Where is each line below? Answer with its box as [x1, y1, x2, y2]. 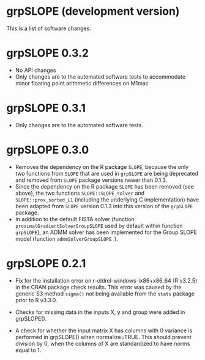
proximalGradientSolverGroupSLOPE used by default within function [15, 222, 183, 229]
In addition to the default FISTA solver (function [15, 215, 135, 222]
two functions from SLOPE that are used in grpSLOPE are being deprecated [15, 170, 199, 177]
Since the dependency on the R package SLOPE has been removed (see [15, 182, 195, 190]
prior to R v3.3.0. [15, 296, 58, 303]
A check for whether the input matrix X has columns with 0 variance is [15, 327, 193, 334]
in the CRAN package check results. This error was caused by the [15, 283, 182, 291]
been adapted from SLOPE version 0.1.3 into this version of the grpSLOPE [15, 202, 193, 209]
